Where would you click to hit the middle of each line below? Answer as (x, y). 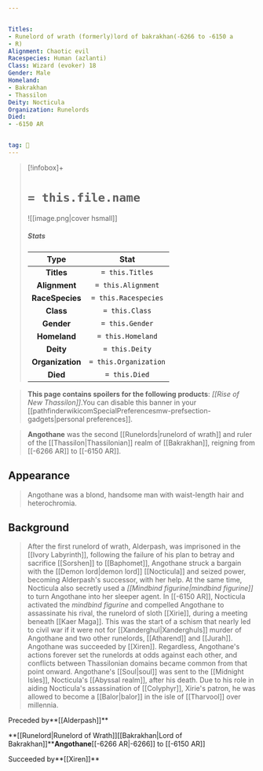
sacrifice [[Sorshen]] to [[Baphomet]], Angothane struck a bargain (134, 564)
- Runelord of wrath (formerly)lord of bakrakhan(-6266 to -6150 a (121, 36)
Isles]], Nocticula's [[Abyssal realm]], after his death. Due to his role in (141, 680)
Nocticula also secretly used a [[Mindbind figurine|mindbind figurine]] (140, 588)
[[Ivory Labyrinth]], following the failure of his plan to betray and (131, 555)
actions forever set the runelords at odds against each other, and (132, 655)
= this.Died (127, 374)
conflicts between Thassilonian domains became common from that (137, 663)
